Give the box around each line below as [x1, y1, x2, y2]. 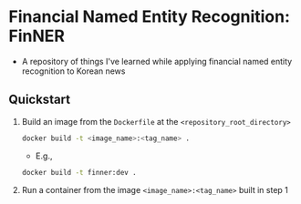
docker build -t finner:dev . [21, 168, 138, 177]
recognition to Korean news [21, 66, 126, 76]
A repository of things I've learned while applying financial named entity [21, 56, 293, 66]
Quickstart [8, 92, 71, 107]
